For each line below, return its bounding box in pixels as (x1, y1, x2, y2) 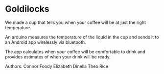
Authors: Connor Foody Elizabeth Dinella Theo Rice (5, 63, 109, 69)
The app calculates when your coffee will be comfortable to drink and (5, 49, 145, 55)
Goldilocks (5, 3, 50, 15)
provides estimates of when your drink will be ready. (5, 54, 111, 59)
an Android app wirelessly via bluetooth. (5, 39, 87, 45)
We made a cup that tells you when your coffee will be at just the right (5, 19, 146, 25)
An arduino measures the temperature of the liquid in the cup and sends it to (5, 34, 159, 40)
